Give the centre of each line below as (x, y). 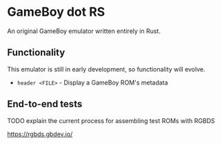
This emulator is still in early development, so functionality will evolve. (106, 69)
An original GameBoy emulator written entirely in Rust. (84, 31)
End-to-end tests (45, 104)
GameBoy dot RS (56, 12)
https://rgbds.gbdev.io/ (40, 134)
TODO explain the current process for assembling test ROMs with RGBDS (111, 120)
